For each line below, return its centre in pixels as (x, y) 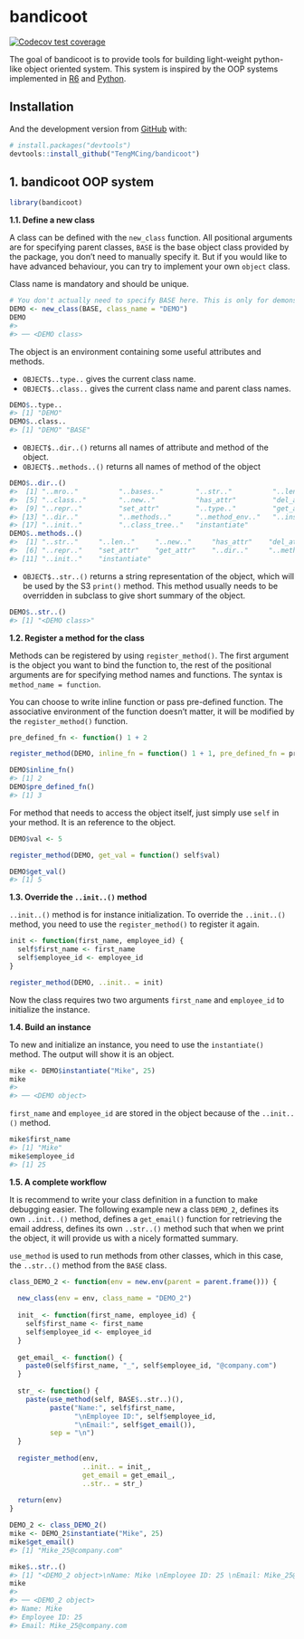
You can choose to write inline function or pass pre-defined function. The (146, 701)
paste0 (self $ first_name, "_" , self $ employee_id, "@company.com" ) (152, 1366)
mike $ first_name (40, 1139)
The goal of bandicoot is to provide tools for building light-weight (130, 59)
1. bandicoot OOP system (82, 181)
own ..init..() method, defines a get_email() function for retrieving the (146, 1218)
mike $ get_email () (42, 1542)
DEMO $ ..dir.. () (38, 483)
